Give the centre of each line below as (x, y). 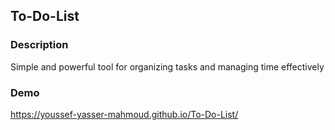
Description (39, 45)
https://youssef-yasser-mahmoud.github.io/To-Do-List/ (124, 114)
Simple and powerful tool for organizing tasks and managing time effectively (167, 66)
